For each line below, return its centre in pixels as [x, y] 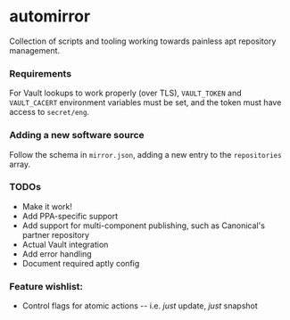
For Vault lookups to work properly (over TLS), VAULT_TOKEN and [125, 93]
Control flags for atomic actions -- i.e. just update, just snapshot [140, 306]
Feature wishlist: [46, 286]
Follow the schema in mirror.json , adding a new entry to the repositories [146, 154]
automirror [50, 16]
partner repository [56, 234]
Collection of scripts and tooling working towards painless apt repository [143, 41]
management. [35, 50]
